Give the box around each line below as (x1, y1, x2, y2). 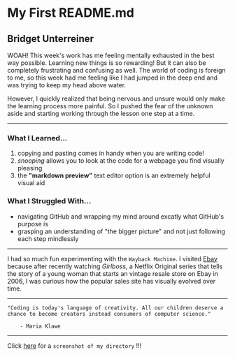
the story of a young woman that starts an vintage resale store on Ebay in (7, 269, 219, 277)
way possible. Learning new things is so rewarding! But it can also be (7, 59, 206, 67)
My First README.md (7, 5, 135, 21)
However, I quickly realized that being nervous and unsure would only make (7, 94, 225, 103)
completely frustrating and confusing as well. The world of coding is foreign (7, 66, 226, 74)
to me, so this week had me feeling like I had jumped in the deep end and (7, 73, 218, 82)
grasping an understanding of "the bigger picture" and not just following (17, 227, 226, 235)
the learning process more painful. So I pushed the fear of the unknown (7, 102, 213, 110)
